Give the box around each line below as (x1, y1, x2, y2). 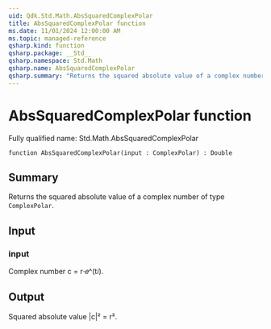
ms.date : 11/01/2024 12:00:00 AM (8, 27, 121, 35)
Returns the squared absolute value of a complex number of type (8, 192, 225, 202)
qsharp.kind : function (8, 42, 85, 50)
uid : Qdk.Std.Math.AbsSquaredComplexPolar (8, 11, 153, 20)
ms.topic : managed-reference (8, 34, 106, 43)
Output (8, 290, 44, 304)
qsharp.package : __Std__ (8, 49, 92, 57)
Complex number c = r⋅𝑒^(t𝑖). (8, 267, 104, 277)
